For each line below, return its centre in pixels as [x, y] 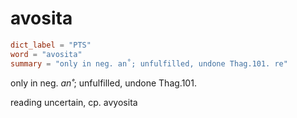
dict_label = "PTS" [51, 45]
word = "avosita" [46, 54]
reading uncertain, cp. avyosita [74, 102]
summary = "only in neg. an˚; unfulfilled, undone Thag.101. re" [149, 63]
